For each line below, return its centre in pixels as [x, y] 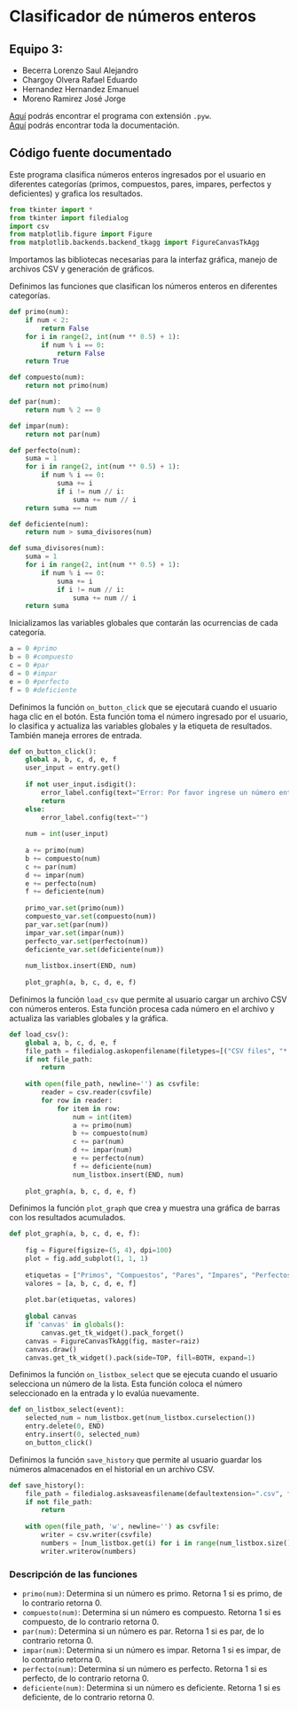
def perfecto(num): [45, 450]
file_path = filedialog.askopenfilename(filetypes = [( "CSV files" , [150, 1051]
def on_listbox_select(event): [67, 1410]
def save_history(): [47, 1485]
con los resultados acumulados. [67, 1218]
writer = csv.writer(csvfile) [97, 1535]
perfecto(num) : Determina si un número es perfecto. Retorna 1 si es [145, 1668]
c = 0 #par [29, 666]
